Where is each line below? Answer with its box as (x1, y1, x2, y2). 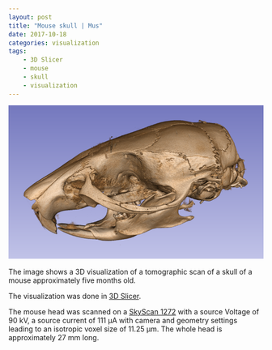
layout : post (8, 13, 53, 21)
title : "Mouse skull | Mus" (8, 21, 104, 30)
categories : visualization (8, 39, 100, 47)
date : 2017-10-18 (8, 30, 67, 38)
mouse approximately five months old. (8, 275, 136, 285)
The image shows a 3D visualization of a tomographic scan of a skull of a (8, 267, 253, 277)
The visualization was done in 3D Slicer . (8, 292, 142, 301)
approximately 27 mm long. (8, 333, 100, 343)
